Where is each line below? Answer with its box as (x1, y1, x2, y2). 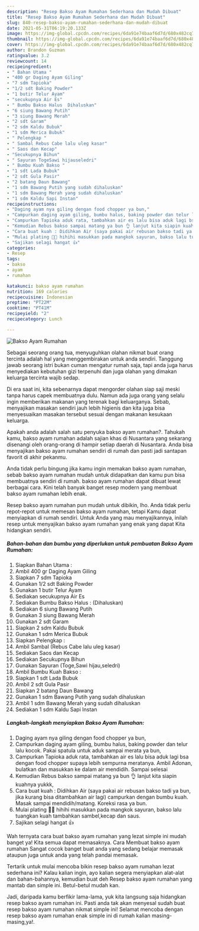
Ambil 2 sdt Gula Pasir (15, 680, 70, 687)
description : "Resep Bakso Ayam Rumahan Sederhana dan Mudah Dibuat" (6, 8, 182, 15)
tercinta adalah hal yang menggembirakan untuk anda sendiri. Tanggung (6, 355, 184, 362)
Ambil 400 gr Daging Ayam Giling (15, 567, 97, 575)
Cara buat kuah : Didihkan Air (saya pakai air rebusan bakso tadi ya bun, (15, 787, 191, 794)
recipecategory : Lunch (6, 316, 63, 322)
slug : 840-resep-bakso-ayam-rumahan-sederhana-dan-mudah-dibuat (6, 20, 168, 25)
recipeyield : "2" (6, 311, 50, 317)
